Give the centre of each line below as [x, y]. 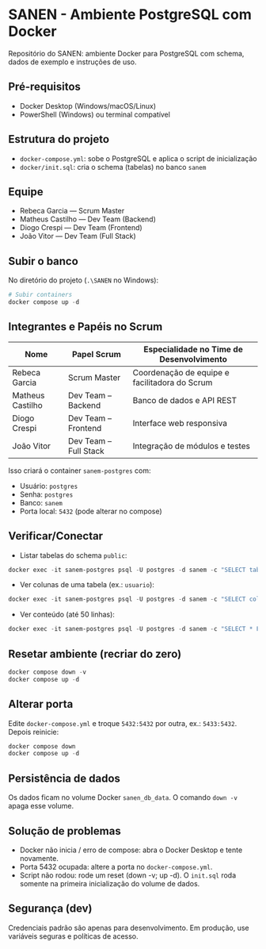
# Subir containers [40, 295]
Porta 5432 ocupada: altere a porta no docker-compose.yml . [116, 866]
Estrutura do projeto [59, 139]
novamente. [39, 858]
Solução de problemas [65, 831]
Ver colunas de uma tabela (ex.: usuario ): [87, 585]
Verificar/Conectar [56, 536]
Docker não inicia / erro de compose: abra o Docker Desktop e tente [131, 850]
